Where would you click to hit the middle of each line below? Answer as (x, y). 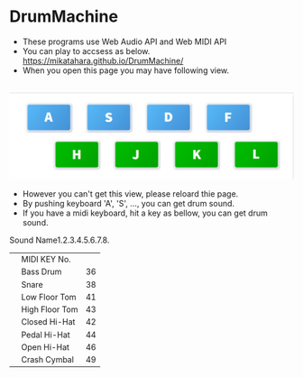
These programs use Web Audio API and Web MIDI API (124, 41)
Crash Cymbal (48, 360)
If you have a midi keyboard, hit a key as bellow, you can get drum (145, 213)
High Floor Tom (50, 309)
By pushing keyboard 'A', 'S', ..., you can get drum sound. (129, 204)
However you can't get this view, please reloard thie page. (130, 194)
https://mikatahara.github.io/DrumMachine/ (103, 60)
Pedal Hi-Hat (46, 335)
